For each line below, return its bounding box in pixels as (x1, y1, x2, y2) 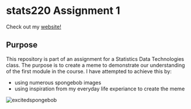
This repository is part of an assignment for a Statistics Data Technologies (6, 55, 185, 62)
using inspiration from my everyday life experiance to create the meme (14, 85, 185, 92)
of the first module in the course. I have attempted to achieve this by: (6, 68, 172, 75)
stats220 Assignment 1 (6, 4, 121, 17)
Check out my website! (6, 23, 61, 30)
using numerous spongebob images (14, 79, 102, 86)
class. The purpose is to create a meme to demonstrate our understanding (6, 61, 185, 68)
